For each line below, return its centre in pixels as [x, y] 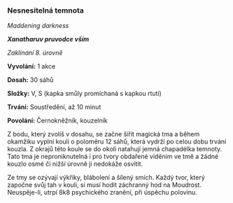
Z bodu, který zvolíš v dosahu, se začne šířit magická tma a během [104, 134]
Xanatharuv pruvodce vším [48, 39]
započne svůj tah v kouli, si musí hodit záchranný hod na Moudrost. [104, 185]
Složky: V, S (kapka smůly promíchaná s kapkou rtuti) [85, 94]
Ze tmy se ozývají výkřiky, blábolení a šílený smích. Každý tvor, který [106, 178]
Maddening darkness [38, 26]
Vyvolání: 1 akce [31, 66]
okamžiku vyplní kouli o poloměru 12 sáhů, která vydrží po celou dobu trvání [117, 141]
